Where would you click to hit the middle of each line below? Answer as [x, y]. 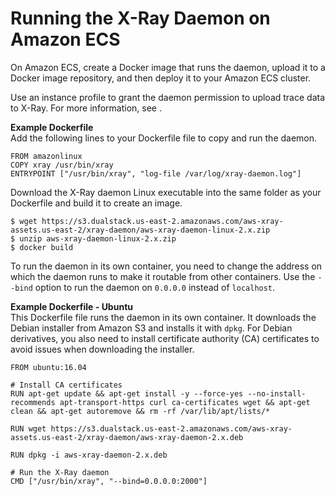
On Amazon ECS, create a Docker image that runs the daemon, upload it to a [168, 67]
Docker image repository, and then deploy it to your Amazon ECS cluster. [161, 78]
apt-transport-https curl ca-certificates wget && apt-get [185, 402]
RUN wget [28, 428]
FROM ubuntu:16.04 [48, 367]
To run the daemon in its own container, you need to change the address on [166, 266]
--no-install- [277, 393]
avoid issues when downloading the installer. [102, 349]
